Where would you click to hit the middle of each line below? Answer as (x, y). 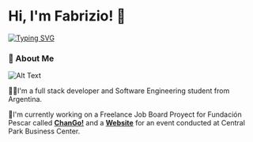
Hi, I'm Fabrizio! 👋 (67, 16)
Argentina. (25, 99)
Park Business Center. (44, 131)
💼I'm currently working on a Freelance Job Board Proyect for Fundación (125, 114)
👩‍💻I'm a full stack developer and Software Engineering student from (119, 91)
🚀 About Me (31, 58)
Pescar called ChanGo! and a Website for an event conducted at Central (126, 123)
